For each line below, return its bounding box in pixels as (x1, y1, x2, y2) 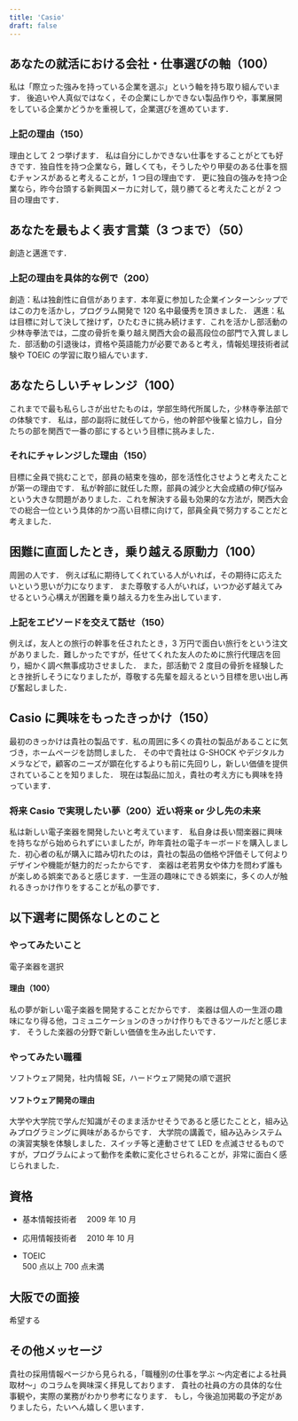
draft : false (9, 21, 58, 30)
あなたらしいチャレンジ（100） (9, 378, 182, 393)
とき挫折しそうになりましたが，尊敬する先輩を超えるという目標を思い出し (9, 671, 281, 681)
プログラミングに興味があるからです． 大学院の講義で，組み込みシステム (16, 1127, 282, 1138)
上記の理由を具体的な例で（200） (9, 272, 155, 285)
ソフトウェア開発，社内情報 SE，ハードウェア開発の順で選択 (9, 1072, 231, 1083)
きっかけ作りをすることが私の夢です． (24, 882, 164, 892)
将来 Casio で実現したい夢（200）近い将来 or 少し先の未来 (9, 805, 262, 817)
